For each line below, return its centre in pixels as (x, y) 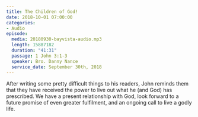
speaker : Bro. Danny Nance (45, 61)
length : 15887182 (33, 45)
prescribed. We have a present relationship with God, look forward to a (92, 96)
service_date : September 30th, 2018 (57, 67)
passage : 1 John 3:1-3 (39, 56)
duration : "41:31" (34, 50)
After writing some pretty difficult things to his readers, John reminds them (97, 84)
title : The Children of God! (42, 12)
